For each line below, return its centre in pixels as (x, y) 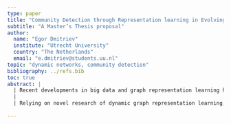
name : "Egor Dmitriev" (46, 39)
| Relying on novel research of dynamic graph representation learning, (120, 103)
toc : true (21, 77)
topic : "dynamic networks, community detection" (78, 65)
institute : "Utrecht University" (61, 45)
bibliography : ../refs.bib (46, 71)
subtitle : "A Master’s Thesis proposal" (66, 26)
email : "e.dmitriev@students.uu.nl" (66, 59)
